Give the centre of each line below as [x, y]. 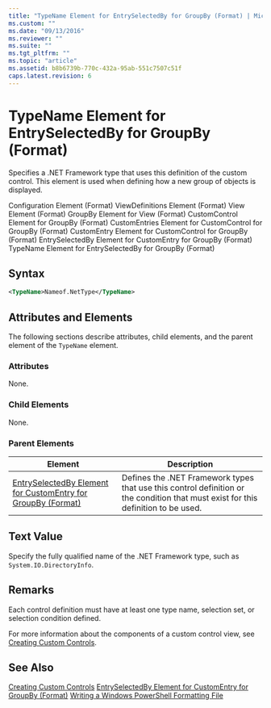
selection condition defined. [55, 618]
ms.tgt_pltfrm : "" [39, 53]
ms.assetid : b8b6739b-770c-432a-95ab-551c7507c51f [95, 69]
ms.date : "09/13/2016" [46, 31]
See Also [31, 667]
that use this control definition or [183, 488]
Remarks [31, 590]
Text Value [35, 536]
